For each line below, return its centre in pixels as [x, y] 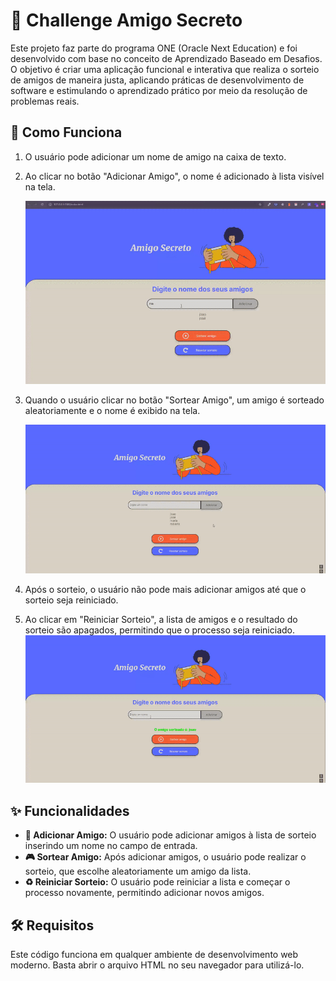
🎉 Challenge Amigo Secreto [126, 20]
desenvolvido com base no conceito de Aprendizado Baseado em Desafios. [166, 58]
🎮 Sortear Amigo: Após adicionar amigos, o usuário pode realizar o [165, 857]
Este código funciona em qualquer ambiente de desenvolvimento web [154, 955]
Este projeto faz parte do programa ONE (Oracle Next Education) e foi [154, 48]
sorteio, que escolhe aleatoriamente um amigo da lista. [138, 871]
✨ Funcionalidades [70, 810]
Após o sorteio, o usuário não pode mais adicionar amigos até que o [165, 589]
